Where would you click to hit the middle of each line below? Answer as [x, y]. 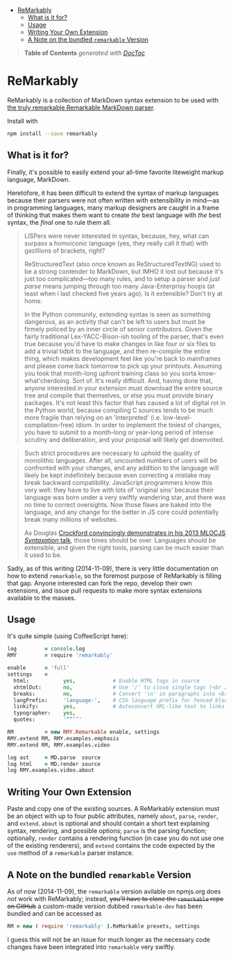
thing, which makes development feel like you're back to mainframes [122, 358]
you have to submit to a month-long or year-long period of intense [119, 432]
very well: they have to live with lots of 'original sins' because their [119, 490]
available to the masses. [42, 598]
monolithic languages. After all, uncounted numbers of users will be [121, 460]
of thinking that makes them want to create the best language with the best [114, 215]
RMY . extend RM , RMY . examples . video [59, 745]
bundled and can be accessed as [54, 913]
